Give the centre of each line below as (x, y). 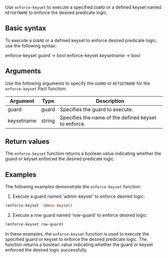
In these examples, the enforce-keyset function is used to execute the (77, 234)
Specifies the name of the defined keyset (108, 117)
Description (110, 101)
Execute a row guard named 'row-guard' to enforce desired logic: (80, 215)
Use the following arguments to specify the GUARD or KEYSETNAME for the (78, 83)
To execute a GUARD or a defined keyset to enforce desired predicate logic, (81, 40)
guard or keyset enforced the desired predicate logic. (60, 159)
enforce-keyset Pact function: (36, 88)
